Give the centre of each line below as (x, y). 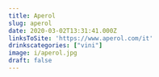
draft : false (30, 61)
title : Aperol (32, 16)
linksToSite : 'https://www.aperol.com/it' (81, 38)
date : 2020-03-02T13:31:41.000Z (63, 30)
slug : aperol (30, 23)
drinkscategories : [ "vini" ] (56, 46)
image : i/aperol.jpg (43, 53)
